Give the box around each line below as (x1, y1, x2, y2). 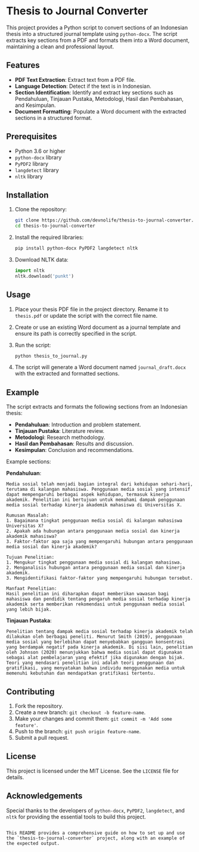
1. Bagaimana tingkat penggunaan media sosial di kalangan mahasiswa (6, 518, 183, 524)
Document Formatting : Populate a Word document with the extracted (14, 107, 186, 115)
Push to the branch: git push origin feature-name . (14, 728, 141, 735)
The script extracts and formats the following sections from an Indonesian (6, 403, 188, 410)
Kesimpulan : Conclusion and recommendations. (14, 447, 134, 454)
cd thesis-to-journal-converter (14, 223, 95, 229)
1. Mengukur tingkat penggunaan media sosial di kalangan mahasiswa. (6, 559, 183, 565)
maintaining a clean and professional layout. (6, 43, 114, 50)
